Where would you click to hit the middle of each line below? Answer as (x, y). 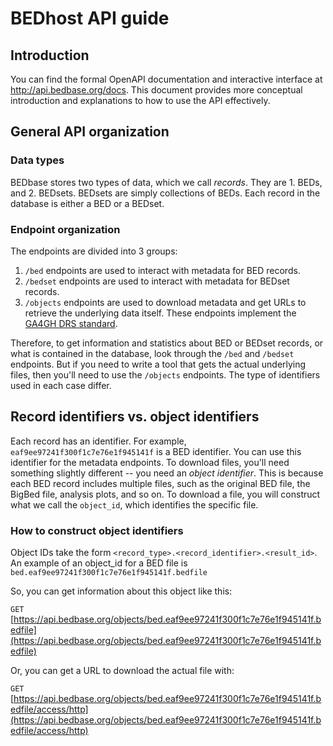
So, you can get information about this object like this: (121, 591)
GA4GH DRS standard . (71, 323)
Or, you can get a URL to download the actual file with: (122, 671)
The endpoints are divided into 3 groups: (94, 251)
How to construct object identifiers (97, 530)
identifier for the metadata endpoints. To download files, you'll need (150, 462)
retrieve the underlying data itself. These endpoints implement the (160, 313)
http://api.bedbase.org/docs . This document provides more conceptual (156, 90)
